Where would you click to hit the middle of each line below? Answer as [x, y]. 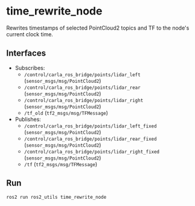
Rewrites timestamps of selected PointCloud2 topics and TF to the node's [98, 28]
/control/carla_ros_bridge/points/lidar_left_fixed [90, 126]
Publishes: [28, 119]
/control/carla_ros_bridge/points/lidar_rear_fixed [90, 139]
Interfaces [26, 53]
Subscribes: [30, 68]
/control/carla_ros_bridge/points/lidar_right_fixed [92, 152]
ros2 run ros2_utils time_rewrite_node [56, 197]
